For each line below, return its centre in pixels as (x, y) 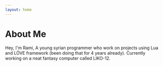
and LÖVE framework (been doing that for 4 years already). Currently (75, 53)
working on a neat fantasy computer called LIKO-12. (58, 58)
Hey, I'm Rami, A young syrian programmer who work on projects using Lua (82, 48)
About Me (26, 34)
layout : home (18, 10)
